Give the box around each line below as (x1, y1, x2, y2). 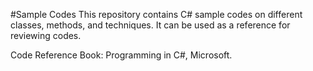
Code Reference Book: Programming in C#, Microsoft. (10, 49, 233, 61)
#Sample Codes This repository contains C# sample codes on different (10, 9, 303, 20)
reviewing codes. (10, 30, 82, 41)
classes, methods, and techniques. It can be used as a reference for (10, 19, 291, 31)
